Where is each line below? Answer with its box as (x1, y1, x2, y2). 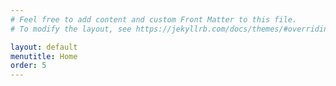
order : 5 (10, 61, 47, 71)
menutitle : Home (10, 51, 78, 61)
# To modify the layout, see (10, 24, 132, 34)
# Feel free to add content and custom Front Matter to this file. (10, 14, 298, 25)
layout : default (10, 42, 78, 52)
